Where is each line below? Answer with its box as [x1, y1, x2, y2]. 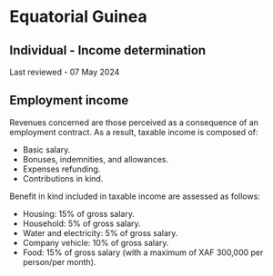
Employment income [9, 93, 129, 108]
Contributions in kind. [22, 172, 104, 183]
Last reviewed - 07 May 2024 [9, 66, 120, 77]
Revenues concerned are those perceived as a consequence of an [9, 116, 259, 128]
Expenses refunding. [22, 163, 101, 174]
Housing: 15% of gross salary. [22, 208, 135, 219]
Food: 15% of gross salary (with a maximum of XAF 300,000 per [22, 247, 264, 258]
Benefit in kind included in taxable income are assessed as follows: [9, 191, 261, 202]
